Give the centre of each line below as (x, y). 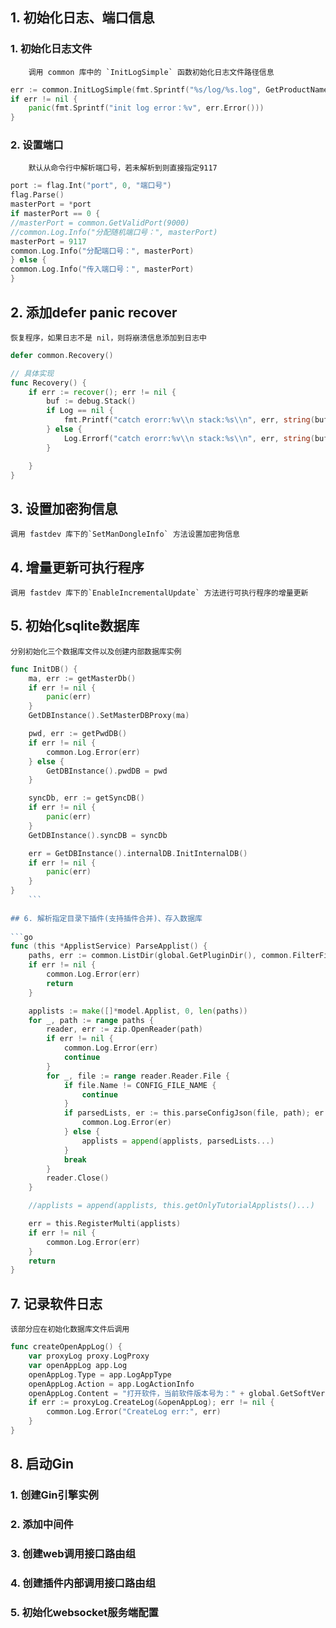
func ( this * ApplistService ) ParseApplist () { (109, 946)
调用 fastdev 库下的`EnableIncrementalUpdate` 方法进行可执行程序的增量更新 (159, 593)
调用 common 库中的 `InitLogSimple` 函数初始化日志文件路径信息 (151, 72)
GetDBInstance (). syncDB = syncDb (98, 835)
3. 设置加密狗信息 (64, 508)
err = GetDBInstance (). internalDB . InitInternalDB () (138, 853)
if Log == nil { (80, 411)
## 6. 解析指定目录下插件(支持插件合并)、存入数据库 (106, 918)
